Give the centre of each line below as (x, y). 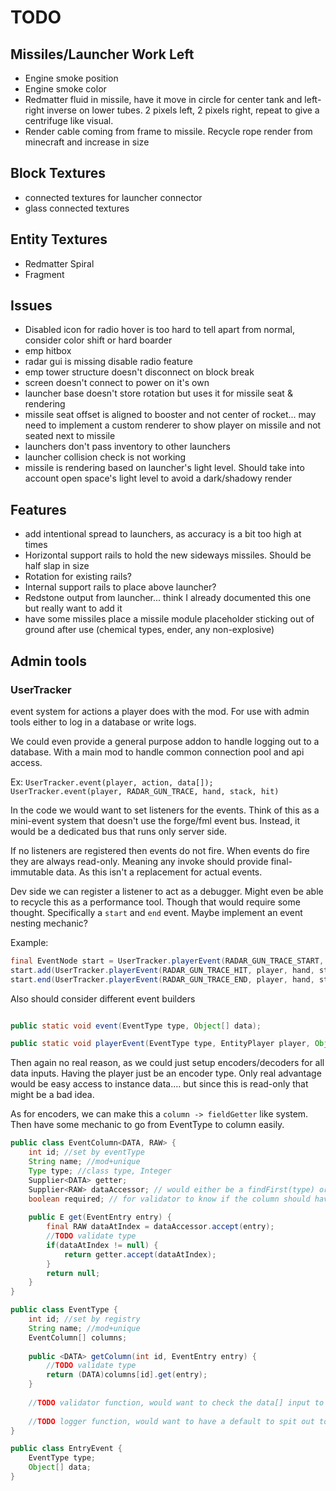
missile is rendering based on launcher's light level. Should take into (164, 468)
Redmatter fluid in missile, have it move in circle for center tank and (163, 99)
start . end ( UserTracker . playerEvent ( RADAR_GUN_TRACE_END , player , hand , (162, 979)
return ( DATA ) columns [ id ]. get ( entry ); (127, 1375)
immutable (32, 872)
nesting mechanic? (49, 923)
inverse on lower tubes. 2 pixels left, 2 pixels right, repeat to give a (183, 110)
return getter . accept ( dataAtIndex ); (140, 1254)
